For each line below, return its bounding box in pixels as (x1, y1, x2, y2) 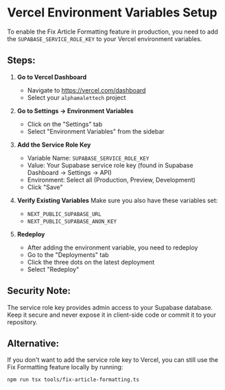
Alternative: (7, 337, 60, 349)
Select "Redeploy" (27, 265, 80, 273)
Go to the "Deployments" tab (27, 250, 109, 258)
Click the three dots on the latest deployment (27, 258, 155, 266)
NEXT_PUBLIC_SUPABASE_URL (27, 210, 102, 217)
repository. (7, 317, 38, 326)
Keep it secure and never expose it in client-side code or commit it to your (7, 310, 216, 319)
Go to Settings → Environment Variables (16, 106, 134, 114)
